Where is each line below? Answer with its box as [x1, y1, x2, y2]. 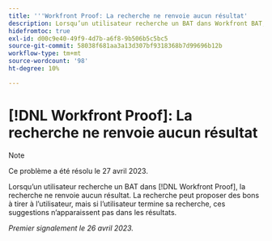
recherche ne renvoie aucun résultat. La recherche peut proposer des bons [8, 190, 260, 200]
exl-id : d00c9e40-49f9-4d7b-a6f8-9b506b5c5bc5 [8, 34, 168, 43]
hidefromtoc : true [8, 27, 70, 35]
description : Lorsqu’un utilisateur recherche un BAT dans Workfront [8, 19, 249, 27]
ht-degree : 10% [8, 65, 60, 73]
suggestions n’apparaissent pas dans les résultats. [8, 207, 177, 217]
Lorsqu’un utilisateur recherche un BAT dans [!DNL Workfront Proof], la [8, 181, 246, 191]
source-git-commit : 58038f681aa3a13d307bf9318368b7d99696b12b [8, 42, 223, 50]
